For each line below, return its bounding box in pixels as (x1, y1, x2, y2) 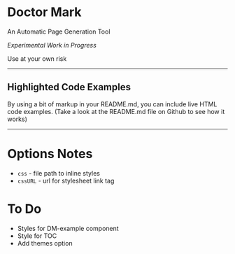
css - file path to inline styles (17, 169, 100, 177)
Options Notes (7, 146, 93, 162)
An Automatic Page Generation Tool (7, 27, 111, 36)
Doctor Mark (7, 4, 82, 20)
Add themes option (17, 239, 73, 247)
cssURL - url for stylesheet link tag (17, 176, 115, 185)
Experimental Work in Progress (7, 41, 97, 49)
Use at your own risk (7, 54, 67, 63)
